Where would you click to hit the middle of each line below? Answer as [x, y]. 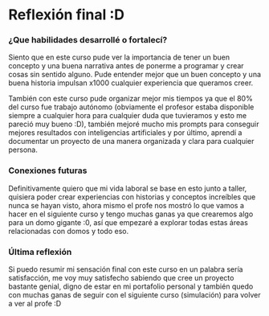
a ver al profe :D [35, 304]
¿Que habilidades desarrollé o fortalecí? [88, 40]
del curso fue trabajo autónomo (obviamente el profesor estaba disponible [131, 107]
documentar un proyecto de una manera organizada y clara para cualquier [131, 142]
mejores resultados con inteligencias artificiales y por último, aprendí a [125, 133]
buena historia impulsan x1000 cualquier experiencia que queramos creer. [131, 83]
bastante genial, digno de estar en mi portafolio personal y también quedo [131, 286]
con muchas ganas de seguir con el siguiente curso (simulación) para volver [134, 295]
